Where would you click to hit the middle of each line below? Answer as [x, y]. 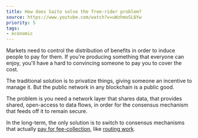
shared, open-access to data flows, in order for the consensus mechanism [97, 105]
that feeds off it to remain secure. [47, 111]
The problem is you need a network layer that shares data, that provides [94, 99]
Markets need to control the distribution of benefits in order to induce [91, 50]
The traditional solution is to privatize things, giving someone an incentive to [99, 81]
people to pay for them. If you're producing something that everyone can [95, 57]
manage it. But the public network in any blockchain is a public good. [90, 87]
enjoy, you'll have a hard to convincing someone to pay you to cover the [94, 63]
